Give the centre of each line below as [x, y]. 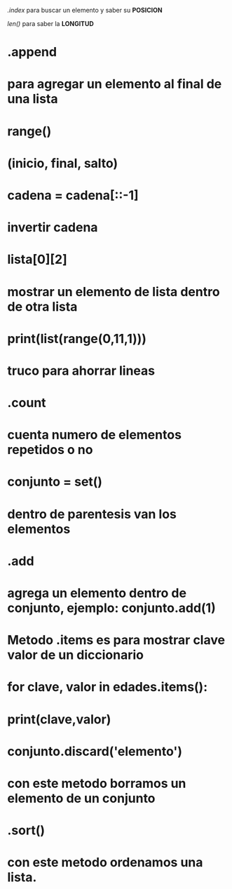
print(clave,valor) [59, 719]
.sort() [26, 830]
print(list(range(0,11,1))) [77, 339]
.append [32, 52]
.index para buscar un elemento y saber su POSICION [85, 10]
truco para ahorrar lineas [81, 370]
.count [27, 403]
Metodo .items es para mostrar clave [116, 640]
